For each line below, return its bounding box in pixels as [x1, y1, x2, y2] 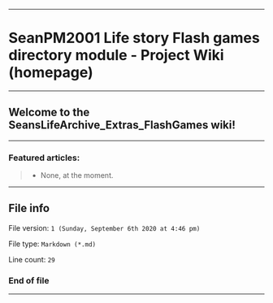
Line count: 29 [8, 254, 55, 264]
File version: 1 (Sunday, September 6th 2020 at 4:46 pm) [8, 223, 201, 232]
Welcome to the [8, 106, 90, 119]
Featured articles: [8, 152, 80, 163]
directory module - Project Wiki [8, 46, 225, 65]
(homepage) [8, 63, 93, 82]
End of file [8, 275, 50, 286]
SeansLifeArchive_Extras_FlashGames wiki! [8, 119, 236, 132]
